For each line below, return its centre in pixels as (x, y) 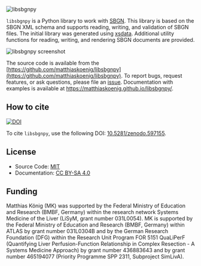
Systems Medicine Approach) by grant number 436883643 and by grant (96, 250)
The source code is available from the (53, 63)
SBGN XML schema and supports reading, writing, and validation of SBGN (98, 27)
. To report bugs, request (151, 76)
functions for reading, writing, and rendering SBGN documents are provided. (100, 40)
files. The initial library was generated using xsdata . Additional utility (90, 33)
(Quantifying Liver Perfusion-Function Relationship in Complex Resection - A (100, 244)
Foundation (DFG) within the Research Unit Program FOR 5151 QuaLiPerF (96, 238)
